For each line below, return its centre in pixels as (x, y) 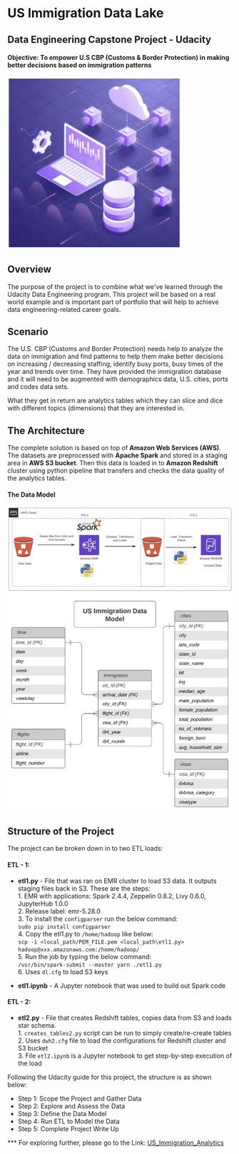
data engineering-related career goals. (64, 309)
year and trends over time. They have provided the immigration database (115, 372)
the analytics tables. (37, 478)
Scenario (28, 331)
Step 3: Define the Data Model (62, 1113)
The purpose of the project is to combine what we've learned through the (115, 286)
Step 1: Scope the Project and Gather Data (80, 1098)
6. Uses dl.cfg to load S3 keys (63, 971)
